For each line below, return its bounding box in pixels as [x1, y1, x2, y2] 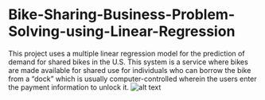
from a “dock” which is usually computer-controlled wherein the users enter [8, 74, 257, 83]
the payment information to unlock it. [8, 82, 130, 92]
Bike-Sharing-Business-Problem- [8, 6, 236, 24]
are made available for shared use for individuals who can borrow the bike [8, 65, 251, 75]
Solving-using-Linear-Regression [8, 22, 236, 40]
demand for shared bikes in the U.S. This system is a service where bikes [8, 57, 248, 67]
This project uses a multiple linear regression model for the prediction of [8, 48, 245, 58]
